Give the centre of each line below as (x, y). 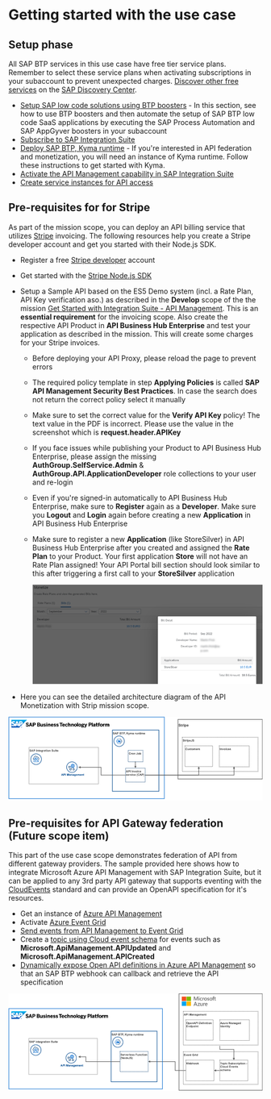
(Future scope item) (59, 836)
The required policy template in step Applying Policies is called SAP (146, 382)
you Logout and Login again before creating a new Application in (142, 514)
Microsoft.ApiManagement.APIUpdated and (96, 948)
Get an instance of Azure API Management (91, 914)
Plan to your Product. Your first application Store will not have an (140, 556)
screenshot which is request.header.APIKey (106, 432)
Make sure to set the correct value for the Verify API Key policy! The (146, 415)
